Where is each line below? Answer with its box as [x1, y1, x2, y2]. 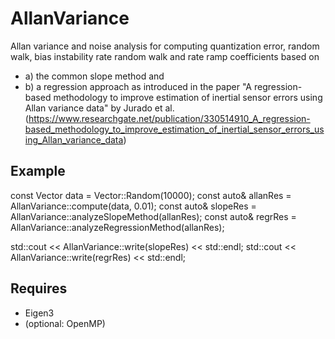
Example [10, 163, 66, 180]
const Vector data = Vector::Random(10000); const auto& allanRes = [10, 189, 292, 201]
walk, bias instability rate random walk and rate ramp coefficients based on [10, 50, 320, 62]
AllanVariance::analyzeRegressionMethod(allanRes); [10, 221, 225, 233]
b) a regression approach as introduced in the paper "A [24, 80, 252, 92]
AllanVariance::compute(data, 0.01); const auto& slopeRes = [10, 200, 257, 212]
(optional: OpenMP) [24, 317, 106, 329]
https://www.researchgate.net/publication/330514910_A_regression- [28, 112, 311, 124]
